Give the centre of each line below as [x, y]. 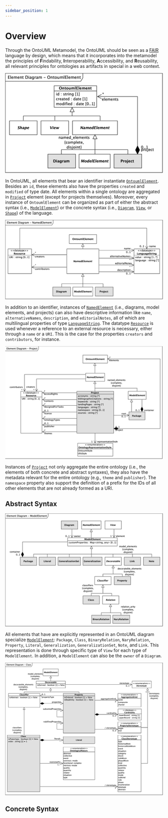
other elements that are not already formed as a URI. [59, 488]
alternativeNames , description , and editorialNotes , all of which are [75, 318]
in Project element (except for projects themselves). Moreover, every [76, 197]
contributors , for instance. [33, 339]
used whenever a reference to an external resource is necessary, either [79, 328]
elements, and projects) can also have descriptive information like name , [79, 312]
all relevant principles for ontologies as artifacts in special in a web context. [83, 66]
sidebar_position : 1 [27, 11]
